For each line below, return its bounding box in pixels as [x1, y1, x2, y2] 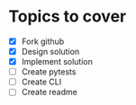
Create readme [21, 87, 77, 98]
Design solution [21, 47, 80, 57]
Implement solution [21, 57, 94, 67]
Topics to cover [8, 6, 127, 27]
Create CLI [21, 76, 62, 87]
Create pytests [21, 66, 77, 77]
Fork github [21, 36, 65, 47]
